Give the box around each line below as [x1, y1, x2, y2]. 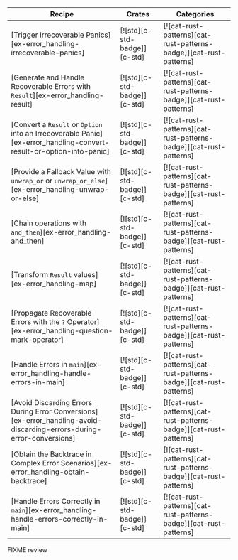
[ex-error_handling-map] [11, 279, 97, 289]
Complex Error [11, 458, 59, 468]
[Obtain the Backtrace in [11, 449, 92, 459]
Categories [176, 9, 215, 18]
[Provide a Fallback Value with [11, 167, 111, 176]
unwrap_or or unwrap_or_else [11, 176, 106, 185]
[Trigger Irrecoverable [11, 30, 85, 40]
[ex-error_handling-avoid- [11, 416, 103, 425]
